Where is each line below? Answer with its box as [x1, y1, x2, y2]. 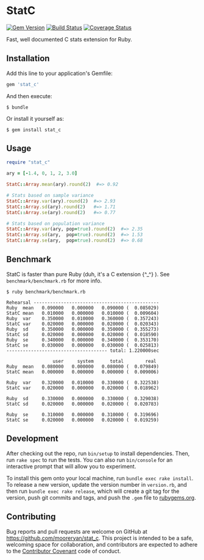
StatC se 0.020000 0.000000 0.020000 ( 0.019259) [6, 417, 160, 423]
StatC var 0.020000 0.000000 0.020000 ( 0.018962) [6, 385, 160, 391]
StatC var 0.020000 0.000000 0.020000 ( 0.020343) [6, 321, 160, 327]
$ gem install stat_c [6, 126, 62, 133]
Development [6, 434, 59, 444]
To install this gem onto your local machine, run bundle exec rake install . [6, 474, 194, 482]
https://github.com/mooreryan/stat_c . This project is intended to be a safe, [6, 534, 194, 542]
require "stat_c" [6, 159, 51, 165]
